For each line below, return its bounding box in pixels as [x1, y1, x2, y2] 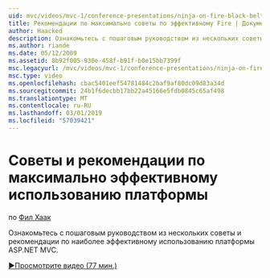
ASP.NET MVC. [8, 245, 59, 255]
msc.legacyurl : [8, 64, 59, 73]
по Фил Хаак [8, 212, 51, 222]
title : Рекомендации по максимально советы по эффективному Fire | [8, 19, 239, 27]
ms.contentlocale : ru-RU [8, 102, 92, 110]
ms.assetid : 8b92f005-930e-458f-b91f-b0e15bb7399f [8, 57, 182, 65]
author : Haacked [8, 27, 63, 35]
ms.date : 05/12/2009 [8, 49, 78, 57]
